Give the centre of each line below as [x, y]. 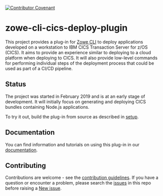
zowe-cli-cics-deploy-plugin [66, 28]
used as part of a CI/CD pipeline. [39, 68]
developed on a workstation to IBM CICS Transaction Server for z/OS [76, 47]
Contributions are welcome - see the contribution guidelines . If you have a [82, 177]
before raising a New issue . [33, 188]
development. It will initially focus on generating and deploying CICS [76, 102]
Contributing [26, 165]
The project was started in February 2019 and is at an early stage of [75, 96]
